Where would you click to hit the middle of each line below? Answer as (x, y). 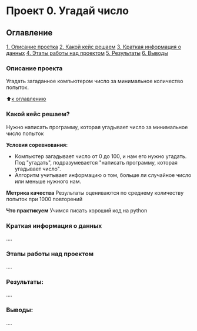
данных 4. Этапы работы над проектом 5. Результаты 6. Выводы (87, 53)
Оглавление (29, 33)
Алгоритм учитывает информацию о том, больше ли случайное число (103, 175)
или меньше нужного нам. (48, 181)
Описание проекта (34, 68)
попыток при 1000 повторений (44, 199)
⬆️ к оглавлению (26, 99)
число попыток (25, 133)
